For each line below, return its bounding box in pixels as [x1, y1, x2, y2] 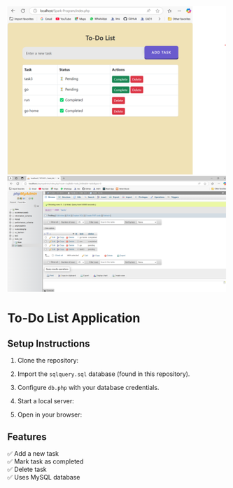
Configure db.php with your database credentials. [17, 384, 160, 392]
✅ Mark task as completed [7, 457, 84, 466]
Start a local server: [17, 397, 75, 405]
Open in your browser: [17, 410, 83, 419]
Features [7, 431, 47, 442]
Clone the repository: [17, 356, 79, 365]
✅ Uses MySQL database [7, 473, 80, 482]
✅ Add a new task [7, 449, 59, 458]
